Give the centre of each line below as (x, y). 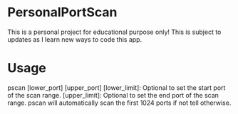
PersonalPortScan (62, 12)
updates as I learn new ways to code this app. (75, 39)
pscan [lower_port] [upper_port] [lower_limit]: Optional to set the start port (117, 87)
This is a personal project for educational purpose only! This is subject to (114, 32)
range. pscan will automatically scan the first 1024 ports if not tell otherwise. (119, 103)
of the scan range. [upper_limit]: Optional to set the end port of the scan (113, 95)
